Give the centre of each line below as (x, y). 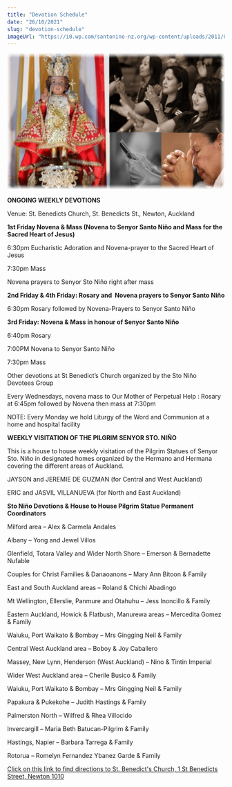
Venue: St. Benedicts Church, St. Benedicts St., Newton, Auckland (101, 214)
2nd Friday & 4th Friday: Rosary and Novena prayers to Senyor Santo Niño (116, 295)
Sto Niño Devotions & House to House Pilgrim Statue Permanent (100, 506)
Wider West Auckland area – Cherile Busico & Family (82, 675)
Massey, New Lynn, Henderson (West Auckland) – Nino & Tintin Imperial (109, 662)
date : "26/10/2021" (35, 22)
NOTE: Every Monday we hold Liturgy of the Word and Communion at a (108, 417)
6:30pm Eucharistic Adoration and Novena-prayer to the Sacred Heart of (110, 248)
